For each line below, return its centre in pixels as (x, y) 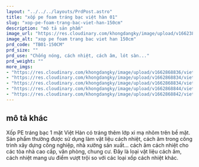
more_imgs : (20, 67)
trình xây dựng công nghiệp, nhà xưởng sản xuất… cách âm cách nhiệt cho (97, 145)
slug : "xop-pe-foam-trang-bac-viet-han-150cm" (65, 23)
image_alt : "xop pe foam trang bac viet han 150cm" (71, 39)
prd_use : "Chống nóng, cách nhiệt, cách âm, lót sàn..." (78, 56)
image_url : (20, 34)
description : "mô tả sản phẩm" (45, 28)
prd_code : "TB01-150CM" (36, 45)
